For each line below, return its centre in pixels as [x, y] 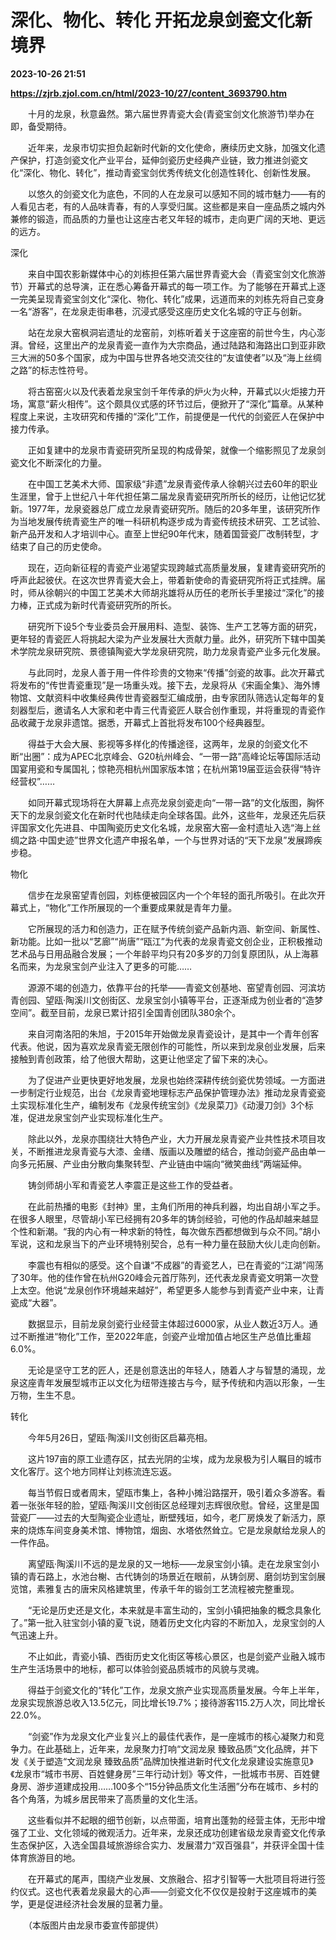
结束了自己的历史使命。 [58, 546]
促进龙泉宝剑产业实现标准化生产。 [97, 1117]
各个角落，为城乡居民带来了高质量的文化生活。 [106, 1798]
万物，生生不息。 [45, 1395]
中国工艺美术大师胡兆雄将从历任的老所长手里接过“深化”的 [198, 592]
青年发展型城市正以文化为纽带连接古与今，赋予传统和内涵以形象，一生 [181, 1382]
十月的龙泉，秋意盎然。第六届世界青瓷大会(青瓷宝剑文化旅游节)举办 [167, 113]
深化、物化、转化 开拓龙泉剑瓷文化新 [161, 20]
